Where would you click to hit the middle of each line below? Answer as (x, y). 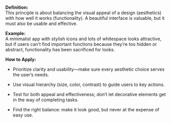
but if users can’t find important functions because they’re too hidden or (81, 44)
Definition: (17, 7)
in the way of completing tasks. (46, 100)
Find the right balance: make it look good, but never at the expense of (86, 110)
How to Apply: (21, 59)
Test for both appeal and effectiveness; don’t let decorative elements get (89, 94)
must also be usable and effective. (41, 23)
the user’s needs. (31, 75)
